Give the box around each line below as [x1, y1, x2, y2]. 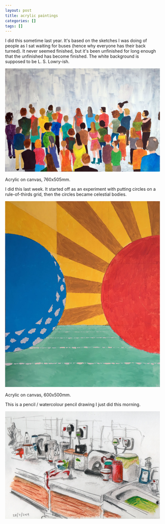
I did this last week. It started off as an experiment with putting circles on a [5, 186, 156, 192]
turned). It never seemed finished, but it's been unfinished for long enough [5, 48, 156, 54]
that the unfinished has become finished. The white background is [5, 53, 139, 59]
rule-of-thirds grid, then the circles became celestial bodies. [5, 191, 127, 197]
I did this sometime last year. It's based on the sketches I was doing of [5, 37, 147, 44]
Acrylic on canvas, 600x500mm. [5, 392, 71, 398]
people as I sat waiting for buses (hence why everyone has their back [5, 43, 146, 49]
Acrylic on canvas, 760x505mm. [5, 176, 71, 182]
